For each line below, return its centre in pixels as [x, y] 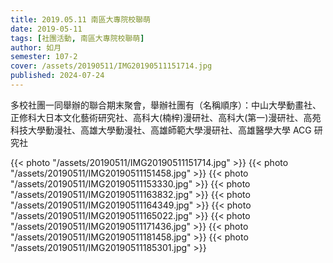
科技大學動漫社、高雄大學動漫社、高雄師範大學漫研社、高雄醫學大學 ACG [161, 130]
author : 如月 [36, 47]
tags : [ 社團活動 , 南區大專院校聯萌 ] [77, 38]
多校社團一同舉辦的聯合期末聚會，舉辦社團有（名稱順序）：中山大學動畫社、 [166, 105]
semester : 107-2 [44, 57]
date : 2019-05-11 [46, 29]
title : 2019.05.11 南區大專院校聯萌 [80, 19]
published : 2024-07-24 [57, 76]
